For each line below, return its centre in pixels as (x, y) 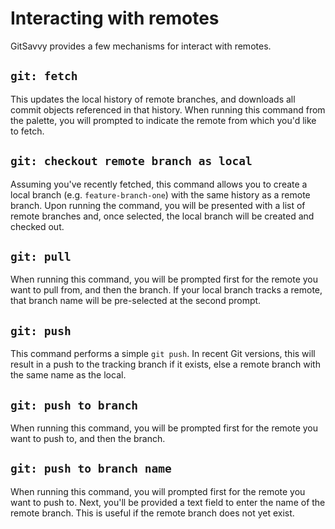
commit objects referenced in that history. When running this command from (168, 109)
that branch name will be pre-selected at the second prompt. (136, 301)
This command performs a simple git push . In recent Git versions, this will (163, 354)
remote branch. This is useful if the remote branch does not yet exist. (152, 513)
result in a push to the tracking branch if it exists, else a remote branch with (165, 364)
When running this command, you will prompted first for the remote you (158, 491)
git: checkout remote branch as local (131, 161)
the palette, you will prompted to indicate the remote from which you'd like (163, 120)
